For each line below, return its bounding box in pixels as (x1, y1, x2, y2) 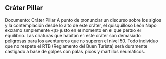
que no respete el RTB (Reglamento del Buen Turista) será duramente (5, 43, 148, 49)
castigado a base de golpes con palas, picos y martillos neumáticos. (5, 48, 145, 54)
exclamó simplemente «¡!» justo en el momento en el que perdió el (5, 27, 141, 33)
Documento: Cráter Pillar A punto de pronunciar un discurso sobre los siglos (5, 17, 162, 23)
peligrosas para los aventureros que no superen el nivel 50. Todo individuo (5, 38, 158, 44)
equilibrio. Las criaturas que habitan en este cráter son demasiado (5, 32, 141, 38)
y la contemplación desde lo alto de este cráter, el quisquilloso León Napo (5, 22, 157, 28)
